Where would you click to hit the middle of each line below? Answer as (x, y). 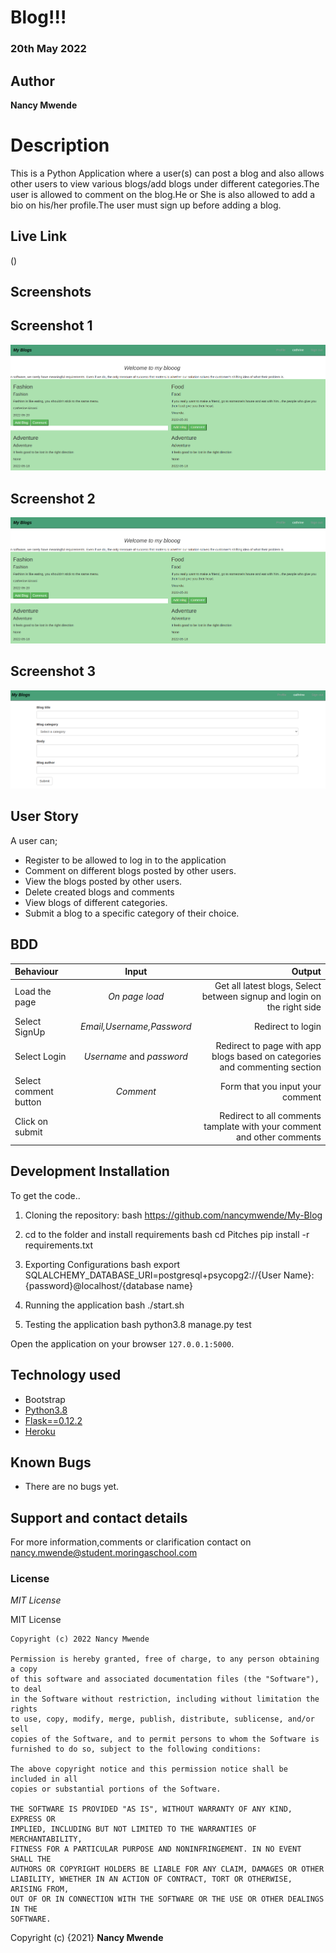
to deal (26, 1689)
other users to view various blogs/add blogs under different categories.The (165, 183)
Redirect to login (287, 1027)
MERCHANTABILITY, (46, 1839)
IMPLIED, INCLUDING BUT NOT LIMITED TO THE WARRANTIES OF (133, 1829)
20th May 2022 (48, 49)
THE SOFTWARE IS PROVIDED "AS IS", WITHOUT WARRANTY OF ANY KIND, (151, 1809)
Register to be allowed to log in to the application (125, 860)
